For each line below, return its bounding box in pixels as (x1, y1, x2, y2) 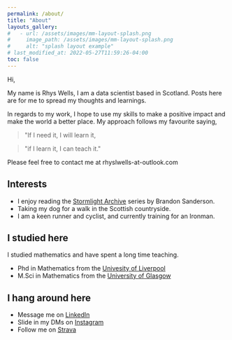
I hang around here (7, 292, 92, 304)
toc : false (7, 56, 39, 63)
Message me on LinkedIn (17, 311, 90, 319)
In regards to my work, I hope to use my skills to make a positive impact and (7, 109, 226, 118)
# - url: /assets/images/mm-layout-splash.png (7, 29, 152, 37)
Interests (7, 178, 48, 190)
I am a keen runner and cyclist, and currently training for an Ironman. (17, 212, 215, 220)
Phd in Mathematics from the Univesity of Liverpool (17, 264, 166, 273)
